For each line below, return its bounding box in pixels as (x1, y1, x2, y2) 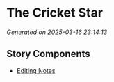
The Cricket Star (6, 5, 104, 21)
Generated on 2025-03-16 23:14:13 (6, 28, 108, 36)
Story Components (6, 48, 91, 60)
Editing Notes (16, 66, 56, 74)
